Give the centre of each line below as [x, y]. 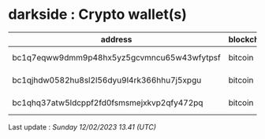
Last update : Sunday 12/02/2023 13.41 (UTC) [82, 126]
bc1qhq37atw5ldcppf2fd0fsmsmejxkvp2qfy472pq [108, 102]
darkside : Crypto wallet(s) [97, 15]
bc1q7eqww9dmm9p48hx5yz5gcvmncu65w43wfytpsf [116, 57]
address [116, 39]
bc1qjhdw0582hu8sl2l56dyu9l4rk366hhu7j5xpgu [107, 80]
